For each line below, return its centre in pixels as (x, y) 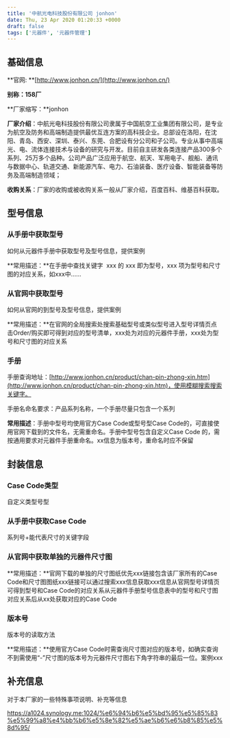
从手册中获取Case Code (47, 521)
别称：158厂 (24, 95)
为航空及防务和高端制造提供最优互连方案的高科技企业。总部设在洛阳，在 (109, 132)
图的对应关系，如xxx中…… (44, 274)
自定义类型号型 (28, 502)
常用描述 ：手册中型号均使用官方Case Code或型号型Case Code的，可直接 (110, 423)
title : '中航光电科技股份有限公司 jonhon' (62, 13)
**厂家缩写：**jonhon (38, 109)
